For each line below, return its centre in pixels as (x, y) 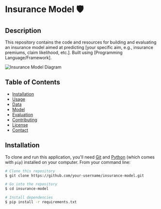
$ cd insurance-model (27, 189)
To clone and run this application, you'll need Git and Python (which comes (80, 157)
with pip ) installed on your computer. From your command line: (68, 162)
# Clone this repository (30, 171)
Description (23, 30)
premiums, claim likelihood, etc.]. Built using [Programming (64, 52)
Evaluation (23, 114)
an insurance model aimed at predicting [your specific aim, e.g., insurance (79, 47)
